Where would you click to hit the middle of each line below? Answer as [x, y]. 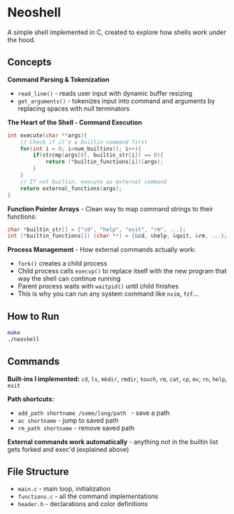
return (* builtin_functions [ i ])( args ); [104, 162]
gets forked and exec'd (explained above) [68, 449]
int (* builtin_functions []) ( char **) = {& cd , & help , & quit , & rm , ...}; [117, 236]
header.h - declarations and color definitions [83, 504]
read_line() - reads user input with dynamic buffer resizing [105, 93]
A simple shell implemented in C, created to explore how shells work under [117, 32]
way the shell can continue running [69, 278]
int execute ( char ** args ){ [47, 135]
